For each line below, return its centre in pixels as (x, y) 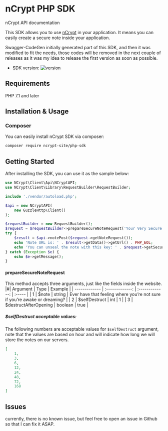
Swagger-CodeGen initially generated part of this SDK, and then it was (78, 47)
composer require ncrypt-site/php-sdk (45, 146)
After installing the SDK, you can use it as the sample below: (67, 174)
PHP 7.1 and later (22, 95)
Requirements (27, 84)
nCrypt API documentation (32, 23)
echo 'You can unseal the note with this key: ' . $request (78, 247)
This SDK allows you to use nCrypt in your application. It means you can (79, 32)
